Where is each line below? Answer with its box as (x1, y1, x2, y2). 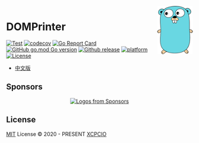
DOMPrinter (6, 20, 66, 34)
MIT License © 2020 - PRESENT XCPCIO (6, 130, 107, 138)
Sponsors (6, 82, 43, 92)
